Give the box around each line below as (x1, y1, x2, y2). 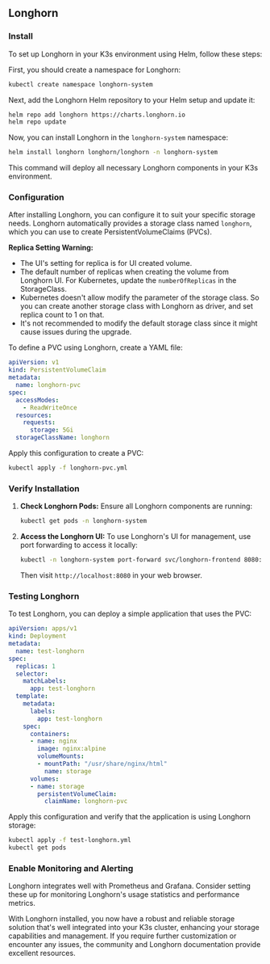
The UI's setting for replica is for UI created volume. (19, 259, 193, 268)
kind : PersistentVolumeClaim (8, 366, 106, 374)
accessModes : (15, 396, 60, 404)
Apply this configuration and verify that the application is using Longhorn (8, 812, 251, 822)
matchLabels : (23, 677, 67, 685)
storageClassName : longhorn (15, 434, 110, 442)
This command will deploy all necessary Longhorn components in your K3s (8, 163, 259, 173)
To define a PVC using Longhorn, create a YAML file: (8, 343, 183, 352)
